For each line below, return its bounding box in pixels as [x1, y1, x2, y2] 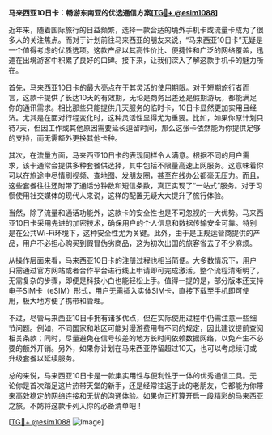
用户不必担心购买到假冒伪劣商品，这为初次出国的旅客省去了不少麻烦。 [22, 239, 257, 247]
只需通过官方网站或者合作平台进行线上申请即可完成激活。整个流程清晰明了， [8, 266, 264, 275]
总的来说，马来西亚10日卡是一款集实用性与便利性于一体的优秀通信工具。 [8, 371, 250, 380]
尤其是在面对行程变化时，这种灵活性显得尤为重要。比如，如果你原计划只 [22, 113, 264, 122]
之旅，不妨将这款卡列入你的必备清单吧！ [8, 401, 143, 411]
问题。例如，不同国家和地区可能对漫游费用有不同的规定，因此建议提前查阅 [15, 323, 264, 332]
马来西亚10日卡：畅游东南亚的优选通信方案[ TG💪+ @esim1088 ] [8, 8, 219, 17]
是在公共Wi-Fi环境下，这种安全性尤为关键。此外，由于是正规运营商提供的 [8, 228, 253, 238]
